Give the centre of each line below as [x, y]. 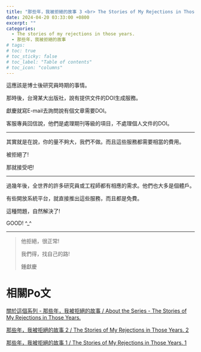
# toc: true [21, 51]
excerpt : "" [21, 23]
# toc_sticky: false [32, 56]
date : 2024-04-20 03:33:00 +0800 [48, 17]
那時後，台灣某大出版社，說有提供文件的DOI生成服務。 [74, 98]
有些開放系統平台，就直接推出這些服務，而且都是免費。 [74, 198]
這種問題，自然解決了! [33, 211]
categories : [21, 28]
